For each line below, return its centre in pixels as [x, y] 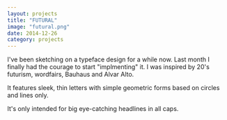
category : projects [36, 40]
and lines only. [28, 96]
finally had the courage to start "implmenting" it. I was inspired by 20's [109, 67]
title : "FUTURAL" [32, 20]
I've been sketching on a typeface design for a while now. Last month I [109, 59]
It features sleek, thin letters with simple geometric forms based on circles [113, 88]
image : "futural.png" [39, 27]
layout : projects [32, 14]
